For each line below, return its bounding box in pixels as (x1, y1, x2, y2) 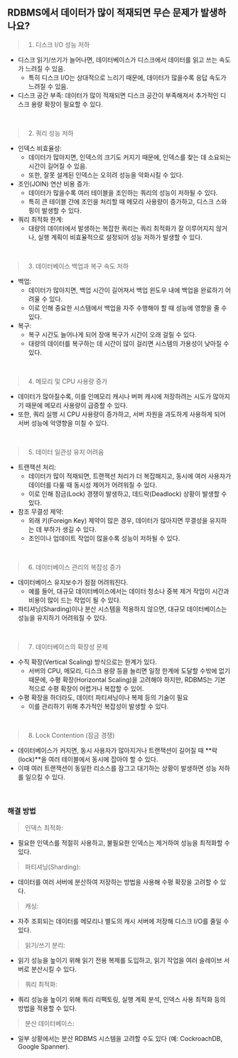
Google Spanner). (17, 1042, 70, 1051)
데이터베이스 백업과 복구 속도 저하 (35, 262, 129, 270)
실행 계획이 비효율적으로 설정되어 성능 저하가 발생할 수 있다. (38, 233, 202, 241)
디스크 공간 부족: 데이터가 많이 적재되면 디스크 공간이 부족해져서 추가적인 (17, 91, 219, 100)
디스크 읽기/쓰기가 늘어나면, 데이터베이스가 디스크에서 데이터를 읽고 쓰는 (17, 55, 218, 64)
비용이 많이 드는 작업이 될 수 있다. (28, 596, 121, 604)
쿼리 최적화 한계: (17, 215, 64, 223)
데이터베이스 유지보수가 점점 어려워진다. (17, 578, 129, 586)
